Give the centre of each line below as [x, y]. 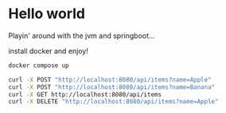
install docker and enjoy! [49, 51]
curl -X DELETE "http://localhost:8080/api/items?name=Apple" [113, 102]
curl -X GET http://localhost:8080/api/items [85, 94]
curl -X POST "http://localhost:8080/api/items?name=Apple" [110, 80]
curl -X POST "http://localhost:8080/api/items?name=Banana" [112, 87]
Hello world [47, 14]
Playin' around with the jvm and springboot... [82, 36]
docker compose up [39, 65]
